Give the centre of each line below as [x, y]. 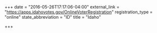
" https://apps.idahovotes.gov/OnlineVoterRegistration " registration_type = [79, 12]
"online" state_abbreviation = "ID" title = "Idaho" [53, 17]
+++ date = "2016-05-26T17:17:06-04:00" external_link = [62, 7]
